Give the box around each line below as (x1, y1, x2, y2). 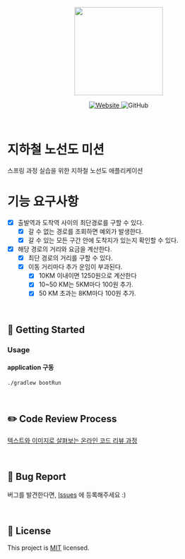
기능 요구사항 (7, 194, 79, 210)
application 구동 (7, 363, 54, 372)
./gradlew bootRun (7, 379, 61, 386)
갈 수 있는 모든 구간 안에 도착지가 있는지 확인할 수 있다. (28, 236, 179, 244)
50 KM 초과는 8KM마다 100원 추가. (38, 289, 136, 298)
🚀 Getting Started (7, 323, 85, 335)
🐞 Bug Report (7, 471, 66, 483)
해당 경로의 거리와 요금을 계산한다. (17, 245, 112, 253)
